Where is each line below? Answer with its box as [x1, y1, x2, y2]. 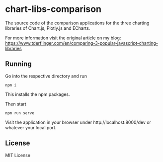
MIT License [5, 152, 31, 158]
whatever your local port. [5, 124, 57, 130]
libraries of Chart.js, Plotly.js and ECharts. [5, 25, 90, 31]
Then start [5, 101, 26, 107]
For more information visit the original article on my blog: [5, 35, 121, 41]
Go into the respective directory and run [5, 73, 87, 79]
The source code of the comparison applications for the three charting [5, 20, 150, 26]
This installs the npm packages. [5, 91, 70, 97]
